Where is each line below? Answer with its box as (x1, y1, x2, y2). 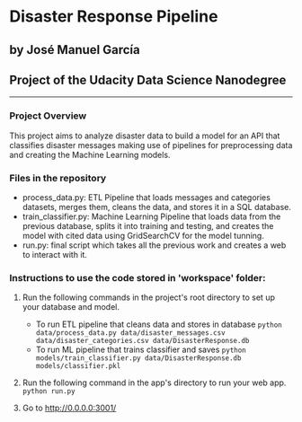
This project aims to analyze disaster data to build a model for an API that (9, 130, 280, 141)
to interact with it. (22, 249, 88, 259)
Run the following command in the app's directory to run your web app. (22, 377, 287, 388)
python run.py (22, 387, 75, 396)
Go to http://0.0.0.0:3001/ (22, 402, 117, 414)
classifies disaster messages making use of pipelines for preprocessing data (9, 139, 293, 150)
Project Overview (9, 110, 87, 122)
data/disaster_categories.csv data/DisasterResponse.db (35, 337, 250, 346)
